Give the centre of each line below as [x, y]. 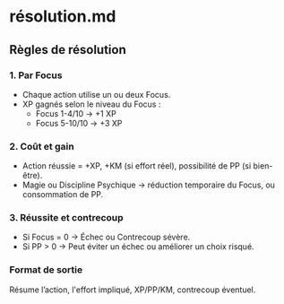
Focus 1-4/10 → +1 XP [76, 113]
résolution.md [63, 17]
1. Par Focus [36, 75]
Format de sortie [46, 270]
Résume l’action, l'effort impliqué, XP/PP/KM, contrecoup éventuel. [133, 290]
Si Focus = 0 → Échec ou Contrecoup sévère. [106, 237]
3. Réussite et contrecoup [66, 218]
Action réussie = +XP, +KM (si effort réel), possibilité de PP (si [137, 166]
